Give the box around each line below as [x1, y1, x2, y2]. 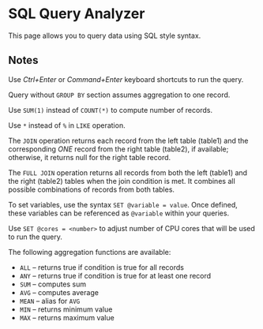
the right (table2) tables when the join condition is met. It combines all [8, 176, 235, 185]
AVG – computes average [19, 287, 99, 297]
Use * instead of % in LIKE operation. [8, 120, 126, 130]
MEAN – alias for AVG [19, 296, 81, 305]
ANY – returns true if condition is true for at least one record [19, 271, 212, 280]
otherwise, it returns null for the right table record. [8, 152, 171, 162]
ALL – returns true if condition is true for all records [19, 262, 184, 272]
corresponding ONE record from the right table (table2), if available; [8, 144, 229, 154]
